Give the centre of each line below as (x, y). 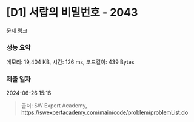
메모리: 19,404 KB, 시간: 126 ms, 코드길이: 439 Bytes (70, 62)
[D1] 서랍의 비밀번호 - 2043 (72, 12)
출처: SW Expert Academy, (54, 105)
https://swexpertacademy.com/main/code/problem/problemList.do (105, 112)
